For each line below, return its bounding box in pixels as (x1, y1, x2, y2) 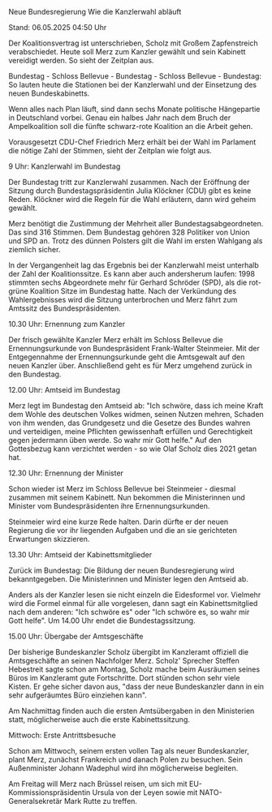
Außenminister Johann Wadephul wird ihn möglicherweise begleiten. (8, 763, 239, 773)
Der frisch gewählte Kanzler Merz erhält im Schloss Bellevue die (8, 335, 223, 344)
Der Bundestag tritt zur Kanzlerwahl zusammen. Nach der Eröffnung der (8, 178, 250, 187)
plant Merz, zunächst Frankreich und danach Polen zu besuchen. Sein (8, 754, 244, 764)
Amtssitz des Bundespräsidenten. (8, 303, 122, 313)
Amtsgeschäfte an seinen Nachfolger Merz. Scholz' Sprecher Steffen (8, 656, 240, 665)
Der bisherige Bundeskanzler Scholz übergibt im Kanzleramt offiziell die (8, 647, 249, 656)
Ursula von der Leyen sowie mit (92, 788, 198, 797)
